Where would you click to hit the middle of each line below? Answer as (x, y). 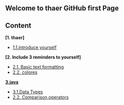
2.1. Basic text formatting (38, 67)
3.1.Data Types (28, 92)
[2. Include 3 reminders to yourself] (43, 57)
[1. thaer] (15, 38)
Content (18, 25)
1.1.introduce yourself (35, 47)
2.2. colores (25, 72)
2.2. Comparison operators (41, 97)
